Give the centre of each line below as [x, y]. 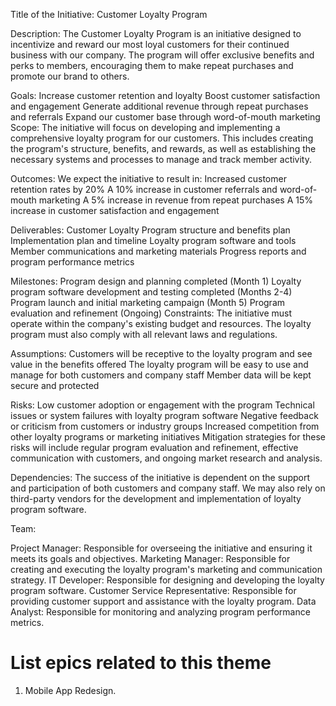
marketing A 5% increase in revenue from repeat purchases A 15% [176, 200]
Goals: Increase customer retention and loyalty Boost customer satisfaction [165, 95]
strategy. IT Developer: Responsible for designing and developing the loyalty [167, 580]
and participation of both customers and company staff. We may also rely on [168, 488]
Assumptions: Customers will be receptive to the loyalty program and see [161, 353]
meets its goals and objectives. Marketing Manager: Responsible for [150, 558]
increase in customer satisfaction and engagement [115, 210]
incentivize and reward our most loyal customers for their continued [150, 44]
